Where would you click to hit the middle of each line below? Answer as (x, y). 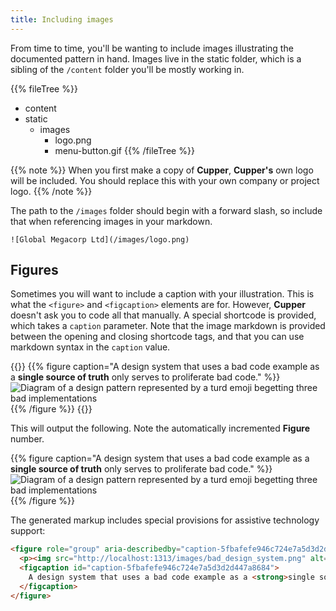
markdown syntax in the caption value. (90, 347)
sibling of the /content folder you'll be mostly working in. (127, 69)
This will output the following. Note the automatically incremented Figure (160, 428)
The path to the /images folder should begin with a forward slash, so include (166, 210)
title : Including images (62, 19)
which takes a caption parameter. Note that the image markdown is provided (168, 326)
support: (28, 531)
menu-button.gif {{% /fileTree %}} (124, 150)
